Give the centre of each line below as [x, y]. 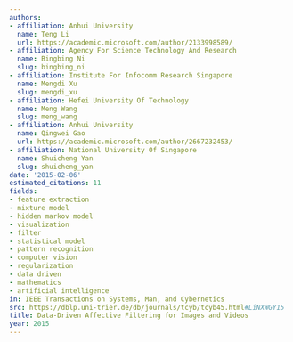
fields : [24, 191]
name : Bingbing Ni [52, 59]
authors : [25, 17]
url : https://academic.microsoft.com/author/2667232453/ [125, 142]
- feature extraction [49, 200]
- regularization [41, 266]
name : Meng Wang [47, 109]
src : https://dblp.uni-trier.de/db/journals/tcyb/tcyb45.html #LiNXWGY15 [147, 307]
